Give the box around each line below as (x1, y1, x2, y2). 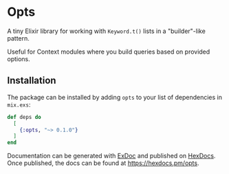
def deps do (7, 113, 41, 120)
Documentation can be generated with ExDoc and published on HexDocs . (7, 152, 216, 160)
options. (7, 54, 31, 63)
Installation (7, 75, 56, 87)
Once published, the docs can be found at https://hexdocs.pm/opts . (7, 159, 199, 167)
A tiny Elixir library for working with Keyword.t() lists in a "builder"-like (7, 27, 206, 35)
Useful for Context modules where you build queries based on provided (7, 47, 210, 56)
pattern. (7, 34, 30, 42)
